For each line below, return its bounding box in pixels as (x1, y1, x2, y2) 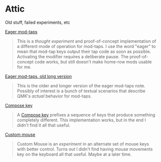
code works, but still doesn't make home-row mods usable (34, 59, 152, 65)
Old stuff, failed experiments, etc (5, 19, 70, 25)
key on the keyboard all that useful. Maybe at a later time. (16, 151, 132, 157)
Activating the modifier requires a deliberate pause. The (16, 53, 129, 59)
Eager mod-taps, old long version (5, 73, 72, 79)
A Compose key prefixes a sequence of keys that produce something (16, 112, 156, 117)
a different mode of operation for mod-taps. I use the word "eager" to (16, 43, 156, 49)
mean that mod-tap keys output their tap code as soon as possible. (16, 49, 151, 54)
